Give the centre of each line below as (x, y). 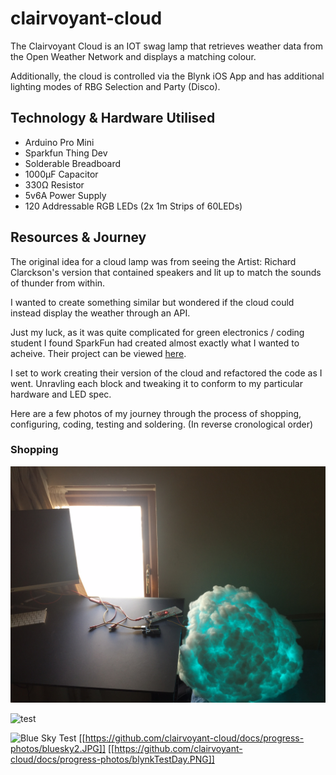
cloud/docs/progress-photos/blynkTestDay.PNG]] (112, 759)
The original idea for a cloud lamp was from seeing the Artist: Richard (153, 261)
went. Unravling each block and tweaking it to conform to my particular (157, 383)
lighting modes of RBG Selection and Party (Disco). (115, 86)
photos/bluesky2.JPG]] (58, 748)
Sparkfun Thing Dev (66, 153)
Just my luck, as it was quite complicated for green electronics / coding (157, 332)
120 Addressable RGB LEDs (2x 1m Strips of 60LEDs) (133, 206)
